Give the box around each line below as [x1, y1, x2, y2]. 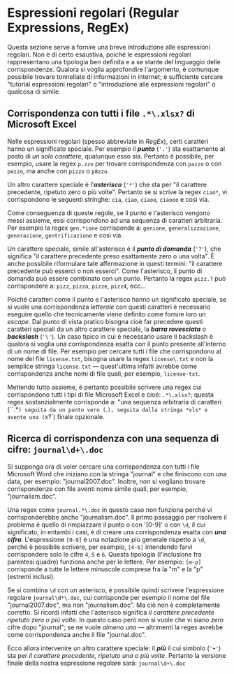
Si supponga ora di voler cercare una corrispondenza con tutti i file [7, 462, 200, 471]
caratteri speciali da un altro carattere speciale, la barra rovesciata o [7, 325, 206, 333]
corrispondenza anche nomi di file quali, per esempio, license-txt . [7, 369, 200, 378]
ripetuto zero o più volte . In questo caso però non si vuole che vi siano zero [7, 615, 224, 624]
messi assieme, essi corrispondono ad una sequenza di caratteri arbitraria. [7, 216, 223, 224]
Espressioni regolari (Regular [7, 5, 180, 21]
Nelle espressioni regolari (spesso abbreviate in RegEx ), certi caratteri [7, 137, 209, 145]
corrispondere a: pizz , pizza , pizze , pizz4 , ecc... [7, 281, 147, 290]
